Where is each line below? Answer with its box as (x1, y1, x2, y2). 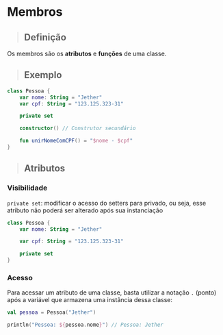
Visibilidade (7, 183, 48, 193)
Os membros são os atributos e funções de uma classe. (7, 49, 167, 58)
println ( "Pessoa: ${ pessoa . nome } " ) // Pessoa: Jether (7, 321, 164, 329)
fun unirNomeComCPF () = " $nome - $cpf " (19, 138, 133, 145)
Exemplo (23, 69, 62, 81)
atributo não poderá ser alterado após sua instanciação (7, 206, 163, 214)
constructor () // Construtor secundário (19, 125, 136, 132)
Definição (23, 32, 67, 43)
